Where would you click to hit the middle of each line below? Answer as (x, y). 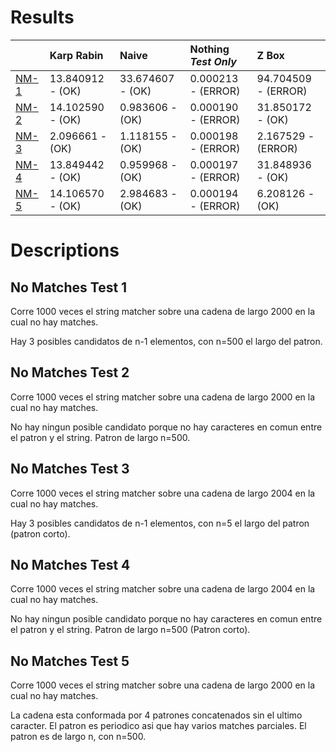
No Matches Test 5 (70, 661)
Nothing (209, 49)
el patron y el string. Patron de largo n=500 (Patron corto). (130, 630)
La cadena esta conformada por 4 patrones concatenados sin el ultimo (156, 715)
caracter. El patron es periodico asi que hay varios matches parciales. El (158, 726)
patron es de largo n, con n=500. (78, 737)
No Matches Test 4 (70, 564)
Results (42, 17)
